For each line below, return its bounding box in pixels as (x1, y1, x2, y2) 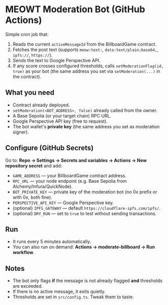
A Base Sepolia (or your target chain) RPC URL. (12, 113, 112, 119)
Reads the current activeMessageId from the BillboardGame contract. (12, 41, 157, 47)
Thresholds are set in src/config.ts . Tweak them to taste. (12, 294, 135, 300)
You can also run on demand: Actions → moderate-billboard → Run (12, 244, 155, 250)
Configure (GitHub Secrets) (5, 144, 94, 152)
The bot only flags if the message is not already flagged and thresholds (12, 278, 163, 284)
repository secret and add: (5, 162, 62, 169)
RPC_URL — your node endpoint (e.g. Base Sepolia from (12, 178, 127, 184)
